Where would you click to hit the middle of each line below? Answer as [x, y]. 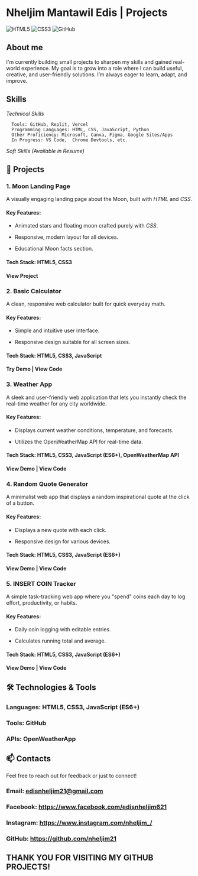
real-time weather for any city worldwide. [56, 403]
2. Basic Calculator [34, 291]
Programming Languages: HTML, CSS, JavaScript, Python [80, 129]
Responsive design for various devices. [63, 541]
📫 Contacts [29, 759]
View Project [22, 275]
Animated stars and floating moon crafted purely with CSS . [86, 226]
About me [25, 48]
